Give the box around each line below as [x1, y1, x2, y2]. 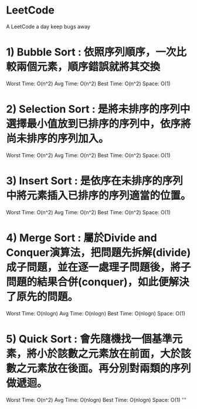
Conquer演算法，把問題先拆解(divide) [6, 245, 191, 259]
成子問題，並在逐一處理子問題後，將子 [6, 260, 192, 274]
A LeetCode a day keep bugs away [6, 23, 91, 30]
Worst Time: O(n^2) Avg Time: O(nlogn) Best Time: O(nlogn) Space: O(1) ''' [6, 396, 186, 403]
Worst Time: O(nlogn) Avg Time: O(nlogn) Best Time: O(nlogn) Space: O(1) [6, 310, 186, 317]
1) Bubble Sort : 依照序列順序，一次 [6, 45, 176, 59]
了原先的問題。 [6, 290, 79, 303]
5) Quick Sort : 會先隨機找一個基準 [6, 332, 173, 345]
